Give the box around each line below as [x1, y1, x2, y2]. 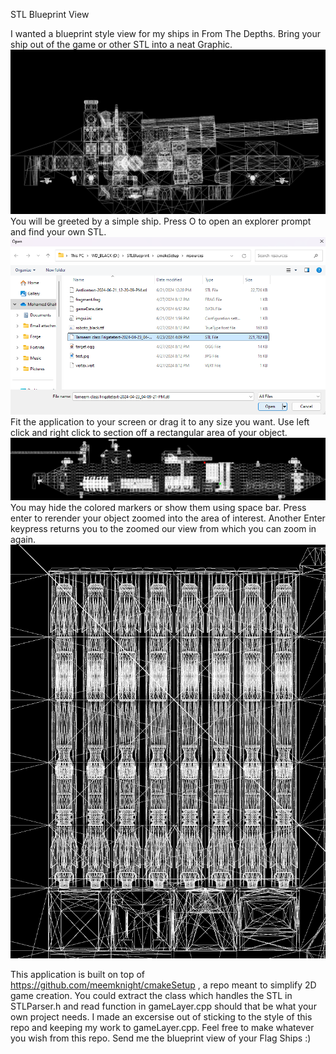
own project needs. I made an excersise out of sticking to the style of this [10, 1010, 313, 1023]
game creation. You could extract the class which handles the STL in [10, 989, 293, 1001]
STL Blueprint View [10, 9, 90, 20]
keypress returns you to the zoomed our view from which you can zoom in [10, 523, 317, 535]
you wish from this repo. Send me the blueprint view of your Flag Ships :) [10, 1032, 312, 1044]
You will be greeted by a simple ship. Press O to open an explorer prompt [10, 215, 312, 227]
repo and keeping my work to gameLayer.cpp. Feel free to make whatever [10, 1021, 315, 1033]
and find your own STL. [10, 225, 107, 238]
